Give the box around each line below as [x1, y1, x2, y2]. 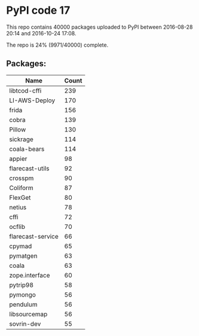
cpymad [9, 242, 32, 250]
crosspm [9, 174, 34, 182]
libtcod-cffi [9, 86, 42, 94]
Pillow [9, 125, 26, 133]
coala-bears [9, 145, 45, 153]
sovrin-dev [9, 319, 41, 328]
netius [9, 203, 27, 211]
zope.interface [9, 271, 50, 279]
